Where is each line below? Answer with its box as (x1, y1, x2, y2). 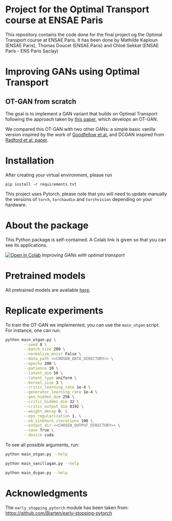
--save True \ (24, 428, 54, 433)
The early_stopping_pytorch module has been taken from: (5, 504, 129, 511)
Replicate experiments (5, 305, 104, 316)
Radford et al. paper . (5, 137, 49, 143)
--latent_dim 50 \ (24, 370, 63, 375)
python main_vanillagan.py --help (5, 460, 80, 466)
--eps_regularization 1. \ (24, 413, 82, 418)
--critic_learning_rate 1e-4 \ (24, 385, 91, 390)
